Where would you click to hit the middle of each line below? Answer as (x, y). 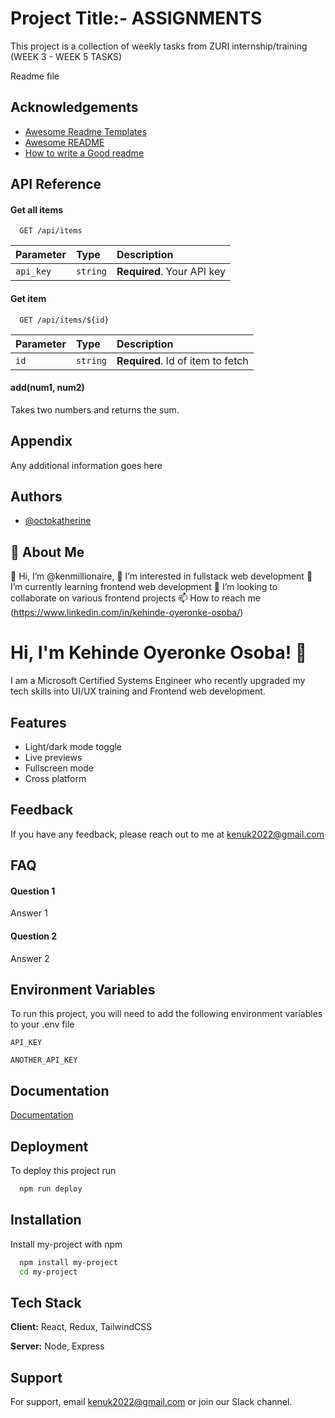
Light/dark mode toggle (73, 746)
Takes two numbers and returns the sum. (95, 409)
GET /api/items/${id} (64, 320)
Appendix (41, 441)
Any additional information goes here (86, 465)
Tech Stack (46, 1302)
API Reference (56, 184)
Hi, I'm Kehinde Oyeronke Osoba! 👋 (159, 653)
